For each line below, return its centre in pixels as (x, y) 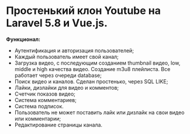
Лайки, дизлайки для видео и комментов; (67, 87)
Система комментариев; (46, 100)
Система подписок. (39, 106)
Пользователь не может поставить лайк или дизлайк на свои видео (99, 112)
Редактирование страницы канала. (58, 125)
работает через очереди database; (58, 75)
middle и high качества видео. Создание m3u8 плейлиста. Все (92, 69)
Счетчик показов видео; (45, 94)
